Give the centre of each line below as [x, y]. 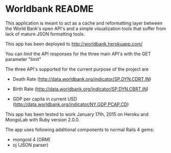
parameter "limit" [23, 59]
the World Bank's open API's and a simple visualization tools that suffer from [86, 28]
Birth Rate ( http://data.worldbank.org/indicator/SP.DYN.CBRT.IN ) [81, 89]
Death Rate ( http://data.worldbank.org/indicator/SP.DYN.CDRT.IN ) [82, 79]
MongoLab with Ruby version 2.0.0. [43, 119]
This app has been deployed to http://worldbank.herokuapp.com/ [74, 43]
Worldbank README [50, 9]
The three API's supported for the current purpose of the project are [77, 69]
